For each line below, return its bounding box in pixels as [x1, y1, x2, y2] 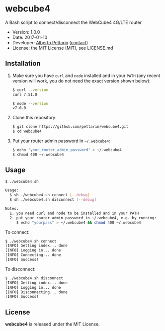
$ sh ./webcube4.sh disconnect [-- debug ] [9, 197, 97, 202]
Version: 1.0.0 [12, 29, 40, 35]
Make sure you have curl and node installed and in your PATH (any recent [12, 73, 161, 79]
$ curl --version [12, 87, 49, 92]
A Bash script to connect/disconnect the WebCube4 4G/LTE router [5, 19, 142, 25]
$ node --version [12, 101, 49, 106]
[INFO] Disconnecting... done [5, 289, 68, 295]
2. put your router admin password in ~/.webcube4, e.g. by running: [9, 215, 157, 220]
